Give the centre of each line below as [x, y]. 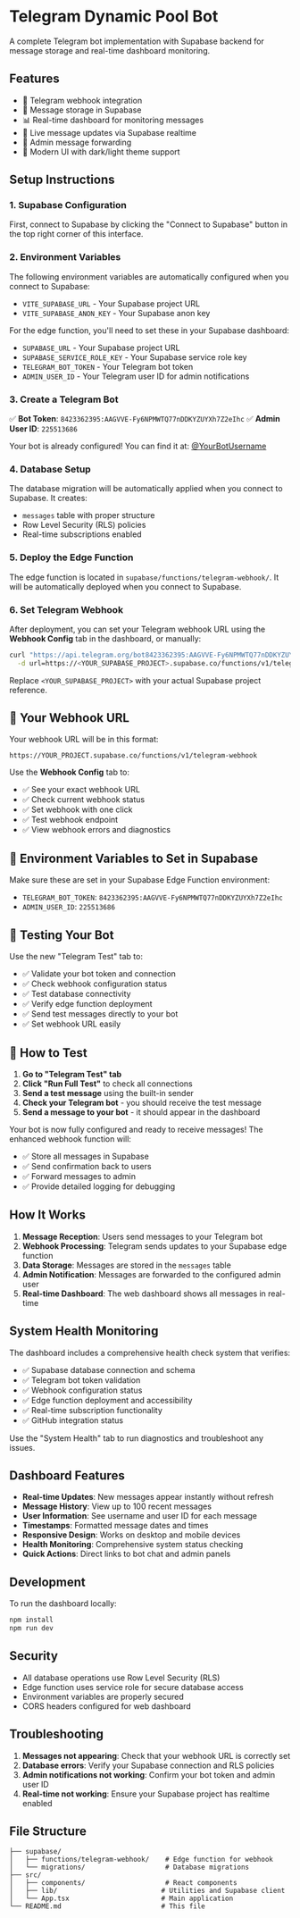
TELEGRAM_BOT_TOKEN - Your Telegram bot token [108, 366]
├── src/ [25, 1875]
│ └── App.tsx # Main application [121, 1899]
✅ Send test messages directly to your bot [100, 1014]
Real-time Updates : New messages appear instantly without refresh [148, 1497]
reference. [28, 690]
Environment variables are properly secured [103, 1696]
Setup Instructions [62, 180]
